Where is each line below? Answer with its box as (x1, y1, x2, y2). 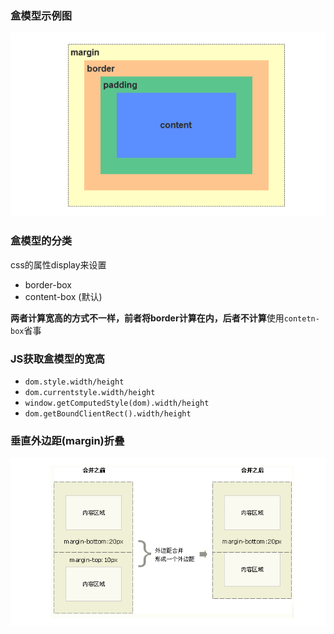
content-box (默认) (24, 290, 103, 302)
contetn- (283, 313, 320, 324)
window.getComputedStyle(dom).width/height (24, 398, 210, 408)
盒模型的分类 (10, 234, 73, 248)
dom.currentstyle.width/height (24, 387, 156, 397)
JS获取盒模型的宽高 (10, 352, 106, 366)
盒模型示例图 (10, 8, 73, 22)
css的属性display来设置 (10, 258, 107, 271)
